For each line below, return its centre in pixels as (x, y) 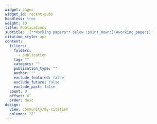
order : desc (22, 101)
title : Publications (26, 28)
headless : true (20, 19)
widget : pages (19, 10)
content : (14, 41)
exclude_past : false (35, 87)
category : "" (27, 64)
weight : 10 (16, 23)
